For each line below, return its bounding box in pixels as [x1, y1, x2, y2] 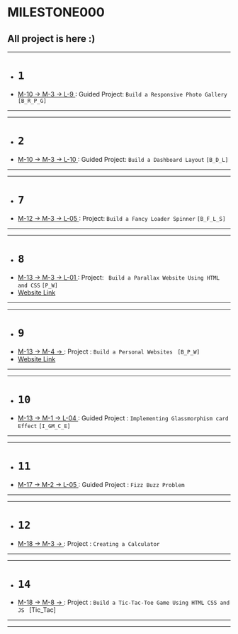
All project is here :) [7, 33, 96, 45]
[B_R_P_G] [17, 97, 47, 104]
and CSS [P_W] [17, 282, 58, 289]
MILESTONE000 [7, 4, 105, 21]
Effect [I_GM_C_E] [17, 422, 71, 430]
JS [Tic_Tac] [17, 606, 57, 614]
